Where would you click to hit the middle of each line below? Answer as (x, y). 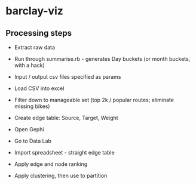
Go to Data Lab (33, 141)
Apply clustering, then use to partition (61, 175)
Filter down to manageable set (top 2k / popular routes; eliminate (94, 100)
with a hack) (30, 65)
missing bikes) (32, 106)
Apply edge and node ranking (51, 164)
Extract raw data (34, 47)
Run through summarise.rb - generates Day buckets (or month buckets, (102, 59)
